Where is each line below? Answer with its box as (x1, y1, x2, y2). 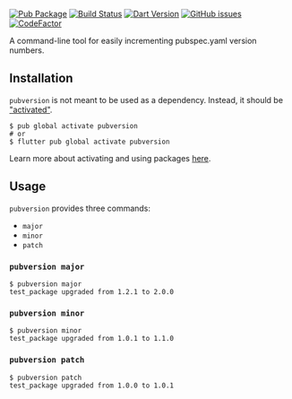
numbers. (9, 45, 45, 56)
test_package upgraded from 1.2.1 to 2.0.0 (9, 287, 175, 296)
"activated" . (9, 104, 53, 115)
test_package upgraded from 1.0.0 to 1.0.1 (9, 381, 175, 390)
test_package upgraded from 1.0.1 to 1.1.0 (9, 334, 175, 343)
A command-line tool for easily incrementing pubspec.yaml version (9, 36, 257, 46)
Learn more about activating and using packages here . (9, 152, 211, 163)
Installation (9, 71, 73, 86)
